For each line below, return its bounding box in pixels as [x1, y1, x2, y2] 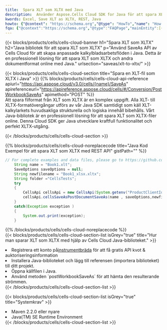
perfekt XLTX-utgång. [5, 123, 50, 130]
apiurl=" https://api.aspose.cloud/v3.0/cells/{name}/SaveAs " [5, 81, 128, 87]
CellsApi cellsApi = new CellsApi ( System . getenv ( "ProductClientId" [23, 190, 166, 195]
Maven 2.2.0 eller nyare [11, 309, 60, 315]
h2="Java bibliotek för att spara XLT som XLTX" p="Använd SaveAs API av [5, 45, 158, 51]
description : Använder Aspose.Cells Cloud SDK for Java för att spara [5, 12, 157, 17]
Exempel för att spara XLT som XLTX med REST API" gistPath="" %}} [5, 148, 147, 154]
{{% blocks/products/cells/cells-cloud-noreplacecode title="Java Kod [5, 143, 148, 149]
